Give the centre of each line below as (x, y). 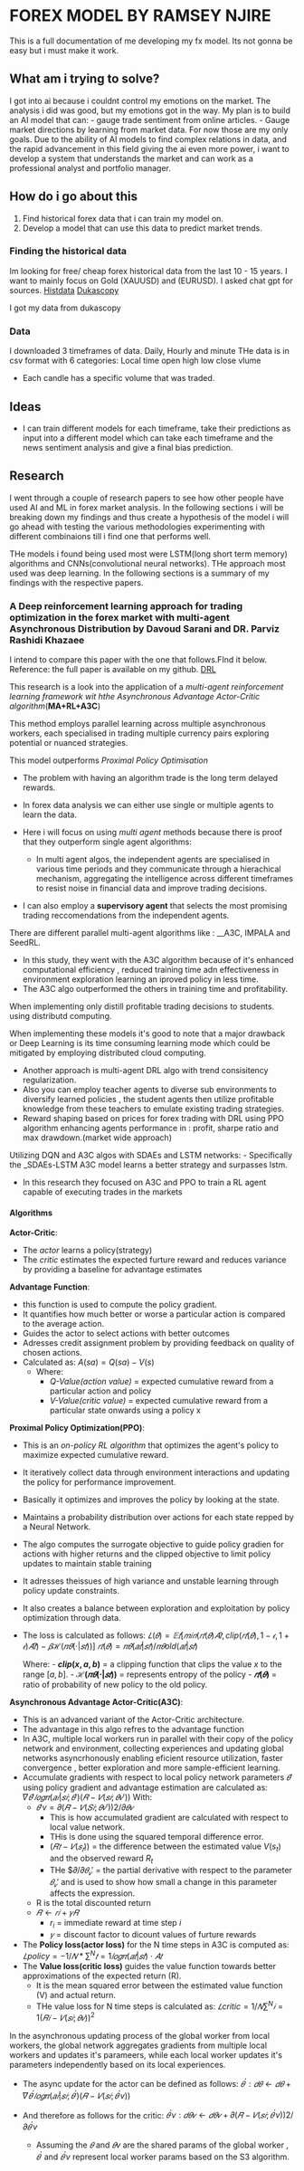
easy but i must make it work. (64, 50)
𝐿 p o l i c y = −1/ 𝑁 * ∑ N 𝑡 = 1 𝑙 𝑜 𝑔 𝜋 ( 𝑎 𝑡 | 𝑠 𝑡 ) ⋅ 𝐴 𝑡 (92, 1955)
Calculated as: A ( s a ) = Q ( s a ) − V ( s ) (89, 1362)
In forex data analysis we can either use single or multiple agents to (148, 805)
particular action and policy (100, 1391)
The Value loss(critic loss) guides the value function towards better (149, 1966)
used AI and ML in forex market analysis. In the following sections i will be (147, 507)
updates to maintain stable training (87, 1564)
